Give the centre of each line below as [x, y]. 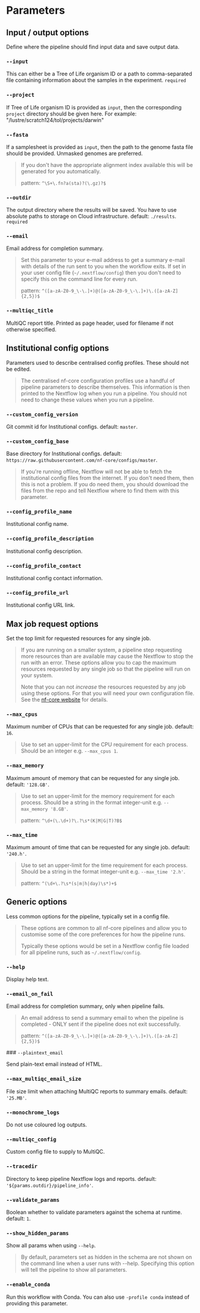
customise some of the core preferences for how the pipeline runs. [103, 934]
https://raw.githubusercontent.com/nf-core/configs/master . [82, 460]
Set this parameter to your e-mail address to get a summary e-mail [103, 260]
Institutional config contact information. [55, 578]
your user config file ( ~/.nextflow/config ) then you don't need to [101, 273]
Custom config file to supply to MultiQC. [56, 1151]
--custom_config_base [38, 441]
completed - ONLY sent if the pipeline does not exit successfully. [101, 1024]
